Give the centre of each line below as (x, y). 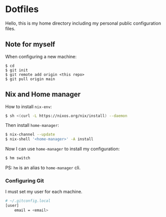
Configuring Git (25, 181)
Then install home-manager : (32, 125)
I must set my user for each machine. (44, 192)
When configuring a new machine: (41, 56)
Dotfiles (22, 9)
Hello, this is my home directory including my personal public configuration (83, 23)
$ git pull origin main (30, 79)
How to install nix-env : (29, 106)
